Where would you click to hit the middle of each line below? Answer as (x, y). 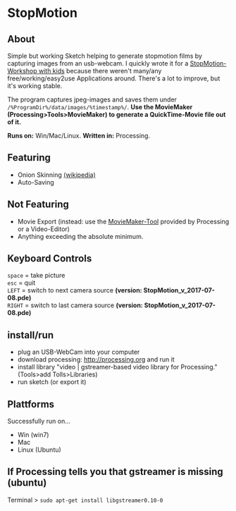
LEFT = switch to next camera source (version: (75, 290)
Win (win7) (33, 435)
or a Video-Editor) (44, 229)
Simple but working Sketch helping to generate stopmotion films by (105, 56)
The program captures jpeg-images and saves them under (92, 99)
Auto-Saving (36, 182)
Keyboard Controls (50, 259)
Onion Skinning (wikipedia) (57, 175)
